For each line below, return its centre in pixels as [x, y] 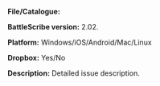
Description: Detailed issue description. [74, 73]
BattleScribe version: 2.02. [53, 27]
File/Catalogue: [34, 12]
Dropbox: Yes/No [37, 58]
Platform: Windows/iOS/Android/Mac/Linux [80, 42]
